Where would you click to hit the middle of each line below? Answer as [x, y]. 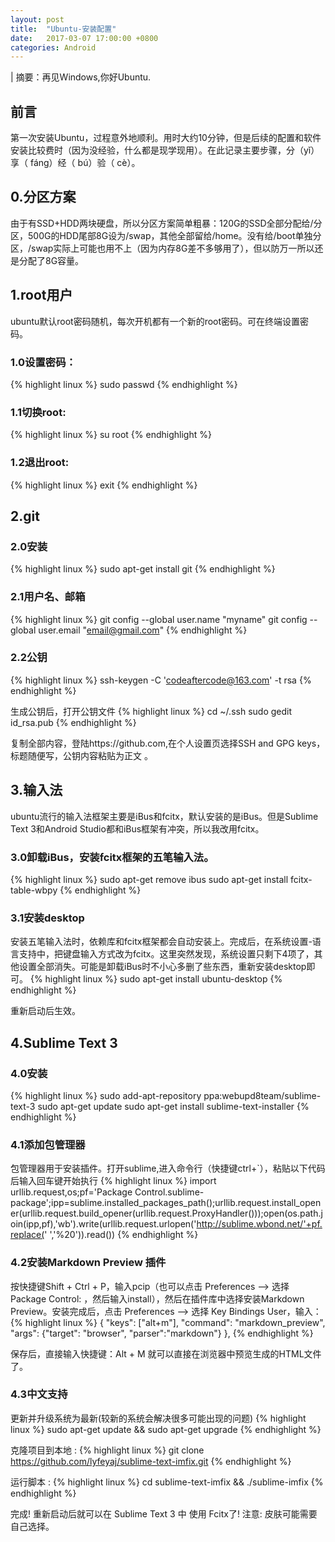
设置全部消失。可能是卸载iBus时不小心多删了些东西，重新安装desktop [162, 967]
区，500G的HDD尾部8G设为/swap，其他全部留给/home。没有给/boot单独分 [166, 235]
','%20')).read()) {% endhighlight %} [124, 1235]
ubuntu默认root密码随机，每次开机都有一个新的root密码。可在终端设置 [155, 321]
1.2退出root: [40, 463]
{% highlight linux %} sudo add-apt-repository [106, 1095]
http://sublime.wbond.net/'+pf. [259, 1224]
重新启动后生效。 [45, 1011]
